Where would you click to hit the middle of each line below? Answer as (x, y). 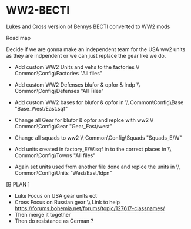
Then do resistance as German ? (54, 221)
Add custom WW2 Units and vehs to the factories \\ (77, 67)
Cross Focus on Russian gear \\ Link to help (67, 202)
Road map (19, 38)
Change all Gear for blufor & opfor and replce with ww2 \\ (84, 120)
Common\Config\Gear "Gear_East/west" (63, 126)
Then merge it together (43, 214)
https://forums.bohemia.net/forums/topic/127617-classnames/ (90, 208)
